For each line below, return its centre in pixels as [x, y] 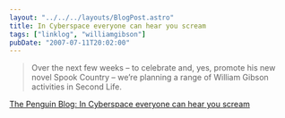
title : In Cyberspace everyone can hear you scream [108, 26]
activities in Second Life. [77, 87]
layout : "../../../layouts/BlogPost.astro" [92, 17]
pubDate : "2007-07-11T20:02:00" [69, 42]
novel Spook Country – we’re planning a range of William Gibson [150, 78]
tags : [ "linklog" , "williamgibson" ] [78, 34]
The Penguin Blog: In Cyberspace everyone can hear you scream [130, 105]
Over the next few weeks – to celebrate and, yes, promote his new [153, 68]
